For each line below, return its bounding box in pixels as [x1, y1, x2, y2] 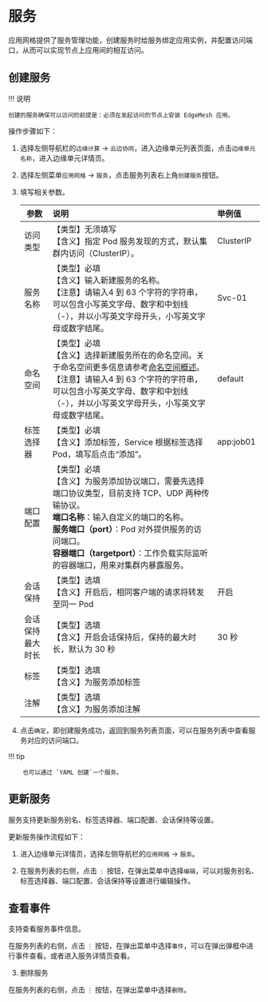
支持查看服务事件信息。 [8, 924, 85, 934]
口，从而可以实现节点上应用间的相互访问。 [8, 45, 148, 54]
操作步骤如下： [8, 126, 57, 136]
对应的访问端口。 [26, 735, 84, 745]
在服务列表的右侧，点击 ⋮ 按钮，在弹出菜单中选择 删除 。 [8, 985, 191, 995]
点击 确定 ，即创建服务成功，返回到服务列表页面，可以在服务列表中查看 [19, 725, 249, 735]
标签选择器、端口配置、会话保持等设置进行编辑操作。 [19, 876, 195, 885]
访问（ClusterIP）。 [68, 247, 140, 258]
